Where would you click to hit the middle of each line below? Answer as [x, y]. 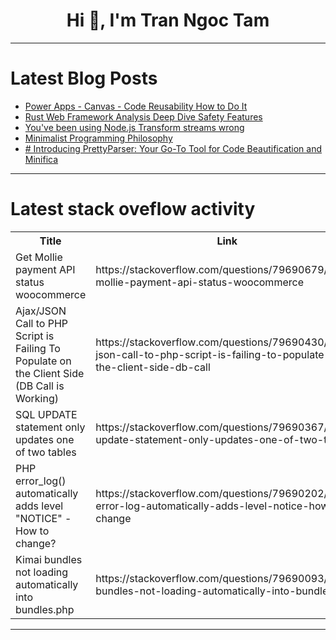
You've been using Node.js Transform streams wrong [134, 127]
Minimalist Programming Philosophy [98, 138]
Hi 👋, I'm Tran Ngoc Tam [168, 20]
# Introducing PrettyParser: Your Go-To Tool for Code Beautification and [173, 148]
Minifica [41, 159]
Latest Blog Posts [84, 78]
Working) [37, 398]
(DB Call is [40, 386]
